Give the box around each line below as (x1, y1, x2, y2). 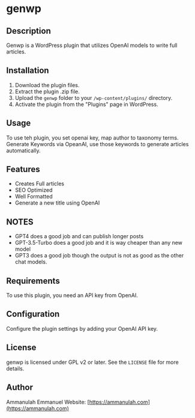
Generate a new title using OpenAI (14, 199, 100, 206)
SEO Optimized (14, 186, 53, 194)
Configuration (6, 309, 60, 319)
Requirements (6, 275, 60, 286)
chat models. (14, 258, 47, 266)
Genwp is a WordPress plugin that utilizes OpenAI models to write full (6, 41, 178, 49)
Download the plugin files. (14, 81, 80, 88)
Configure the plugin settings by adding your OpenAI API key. (6, 325, 158, 332)
